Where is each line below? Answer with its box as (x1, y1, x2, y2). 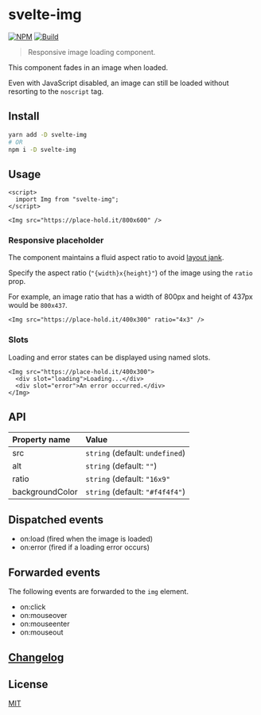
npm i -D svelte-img (8, 146, 77, 153)
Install (8, 110, 40, 123)
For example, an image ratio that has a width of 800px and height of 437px (8, 292, 253, 301)
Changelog (8, 651, 64, 664)
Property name (12, 433, 71, 445)
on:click (19, 602, 46, 612)
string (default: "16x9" (85, 473, 171, 484)
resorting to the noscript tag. (8, 86, 104, 96)
